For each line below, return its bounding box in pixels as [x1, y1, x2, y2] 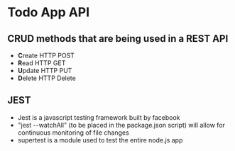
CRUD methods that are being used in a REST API [7, 33, 229, 45]
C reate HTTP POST [17, 51, 75, 60]
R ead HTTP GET [17, 59, 66, 67]
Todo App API [7, 4, 90, 21]
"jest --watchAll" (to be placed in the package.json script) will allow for [17, 121, 226, 129]
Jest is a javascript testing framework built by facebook [17, 113, 180, 121]
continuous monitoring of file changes [17, 128, 129, 137]
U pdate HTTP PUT [17, 67, 72, 74]
